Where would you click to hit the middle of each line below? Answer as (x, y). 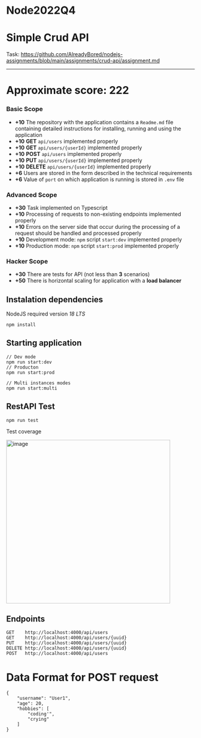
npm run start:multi (32, 388)
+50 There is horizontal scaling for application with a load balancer (98, 281)
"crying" (39, 719)
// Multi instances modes (38, 383)
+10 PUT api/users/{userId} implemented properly (78, 160)
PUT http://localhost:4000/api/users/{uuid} (67, 643)
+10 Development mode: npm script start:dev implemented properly (98, 239)
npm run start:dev (29, 362)
